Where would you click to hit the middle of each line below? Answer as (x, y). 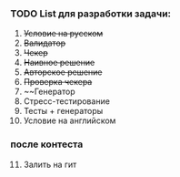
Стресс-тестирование (66, 101)
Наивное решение (59, 63)
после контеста (47, 144)
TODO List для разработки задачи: (91, 14)
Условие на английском (70, 120)
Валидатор (45, 43)
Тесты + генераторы (63, 111)
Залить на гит (50, 164)
